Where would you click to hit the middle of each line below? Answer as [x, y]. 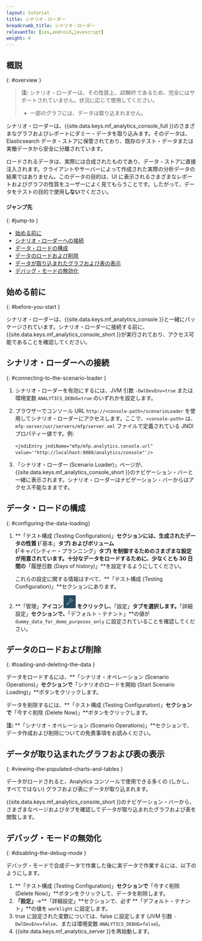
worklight [61, 909]
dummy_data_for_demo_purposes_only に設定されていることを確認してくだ [105, 621]
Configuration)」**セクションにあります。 [67, 586]
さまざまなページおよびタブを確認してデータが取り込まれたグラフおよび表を [101, 810]
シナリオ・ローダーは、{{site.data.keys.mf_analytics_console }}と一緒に [96, 319]
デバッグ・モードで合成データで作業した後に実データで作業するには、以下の [101, 865]
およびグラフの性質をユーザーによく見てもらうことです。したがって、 [98, 184]
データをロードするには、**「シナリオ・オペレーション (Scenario [88, 677]
